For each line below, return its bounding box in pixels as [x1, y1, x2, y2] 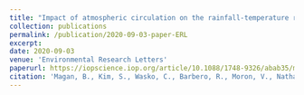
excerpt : [9, 38, 43, 48]
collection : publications [9, 22, 107, 31]
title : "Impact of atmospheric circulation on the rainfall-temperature [9, 13, 290, 23]
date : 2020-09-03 [9, 47, 75, 56]
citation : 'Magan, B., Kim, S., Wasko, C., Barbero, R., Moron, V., [9, 72, 273, 81]
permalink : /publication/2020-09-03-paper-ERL [9, 30, 188, 39]
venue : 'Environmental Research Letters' [9, 55, 168, 64]
